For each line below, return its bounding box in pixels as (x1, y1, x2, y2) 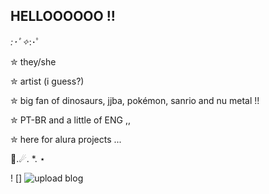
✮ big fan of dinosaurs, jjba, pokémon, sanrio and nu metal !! (10, 94, 260, 106)
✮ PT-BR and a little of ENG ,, (10, 114, 131, 126)
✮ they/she (10, 55, 57, 68)
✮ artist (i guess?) (10, 75, 85, 87)
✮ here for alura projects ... (10, 133, 122, 145)
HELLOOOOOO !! (10, 8, 116, 25)
